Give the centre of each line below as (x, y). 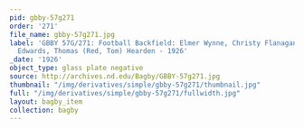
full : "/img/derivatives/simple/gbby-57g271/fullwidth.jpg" (125, 93)
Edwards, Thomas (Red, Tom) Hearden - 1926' (103, 51)
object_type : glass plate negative (76, 69)
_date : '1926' (36, 59)
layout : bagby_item (46, 101)
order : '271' (34, 26)
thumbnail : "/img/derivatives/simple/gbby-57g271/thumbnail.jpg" (135, 85)
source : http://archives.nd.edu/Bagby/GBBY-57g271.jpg (115, 77)
